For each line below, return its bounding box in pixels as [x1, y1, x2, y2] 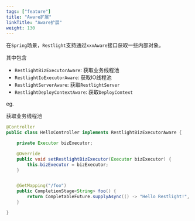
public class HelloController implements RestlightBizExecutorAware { [6, 130, 182, 135]
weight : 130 [6, 25, 35, 31]
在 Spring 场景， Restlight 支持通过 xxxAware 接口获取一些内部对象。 [6, 42, 164, 49]
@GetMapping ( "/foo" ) [16, 183, 67, 189]
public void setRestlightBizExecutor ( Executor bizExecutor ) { [16, 156, 172, 162]
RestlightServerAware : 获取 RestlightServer [14, 81, 120, 89]
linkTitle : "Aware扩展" [6, 19, 63, 25]
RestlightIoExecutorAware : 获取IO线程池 [14, 74, 112, 81]
